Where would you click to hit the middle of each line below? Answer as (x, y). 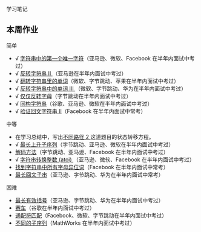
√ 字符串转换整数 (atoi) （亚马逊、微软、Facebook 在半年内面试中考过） (105, 159)
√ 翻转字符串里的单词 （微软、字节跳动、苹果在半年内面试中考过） (97, 81)
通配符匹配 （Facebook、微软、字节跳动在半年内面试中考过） (91, 215)
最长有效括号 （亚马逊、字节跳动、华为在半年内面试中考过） (89, 200)
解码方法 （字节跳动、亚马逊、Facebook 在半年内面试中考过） (92, 152)
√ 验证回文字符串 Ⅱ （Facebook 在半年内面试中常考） (81, 111)
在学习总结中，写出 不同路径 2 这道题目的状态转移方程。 (84, 137)
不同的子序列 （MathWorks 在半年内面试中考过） (75, 223)
